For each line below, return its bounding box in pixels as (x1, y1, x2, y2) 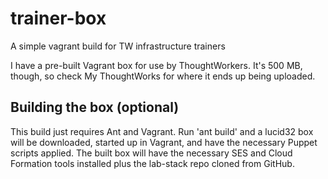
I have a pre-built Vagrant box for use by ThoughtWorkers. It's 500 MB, (10, 59, 303, 71)
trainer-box (10, 7, 107, 30)
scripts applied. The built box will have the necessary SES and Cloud (10, 147, 293, 159)
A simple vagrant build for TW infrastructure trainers (10, 40, 226, 52)
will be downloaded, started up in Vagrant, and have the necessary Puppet (10, 136, 318, 148)
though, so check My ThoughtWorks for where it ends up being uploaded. (10, 70, 316, 82)
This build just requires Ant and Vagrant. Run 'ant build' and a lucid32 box (10, 125, 314, 137)
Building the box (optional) (10, 99, 180, 116)
